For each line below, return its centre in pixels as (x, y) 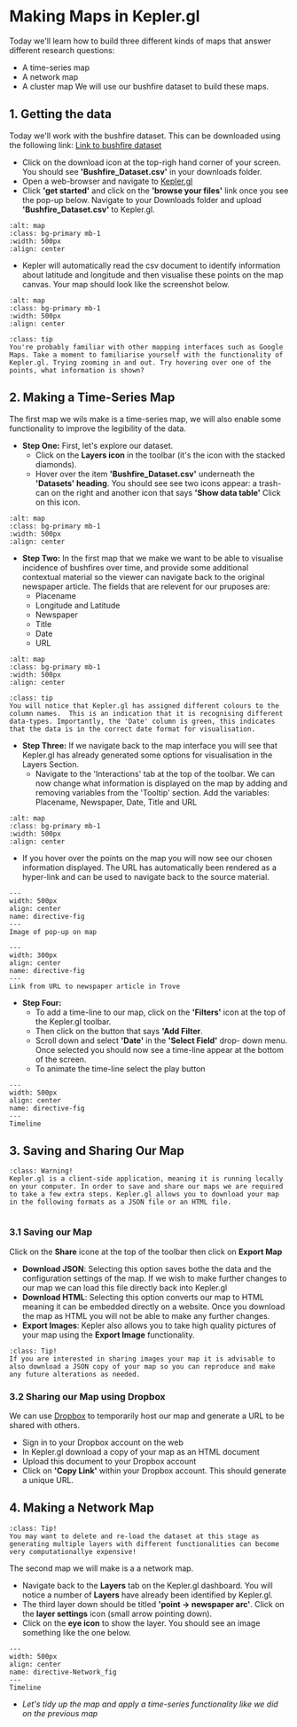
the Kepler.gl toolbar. (73, 1021)
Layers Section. (51, 764)
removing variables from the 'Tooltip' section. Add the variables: (152, 792)
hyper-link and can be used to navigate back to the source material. (146, 876)
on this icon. (58, 502)
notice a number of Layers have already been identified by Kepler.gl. (147, 1595)
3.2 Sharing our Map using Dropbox (87, 1396)
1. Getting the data (61, 114)
